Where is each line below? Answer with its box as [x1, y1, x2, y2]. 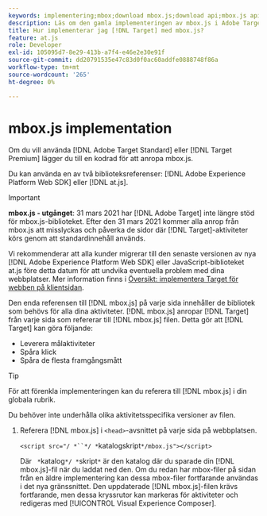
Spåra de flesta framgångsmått [19, 356, 122, 365]
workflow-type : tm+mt [8, 64, 80, 71]
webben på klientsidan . [8, 283, 85, 292]
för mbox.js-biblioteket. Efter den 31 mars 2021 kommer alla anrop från [8, 217, 239, 226]
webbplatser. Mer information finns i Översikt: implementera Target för [8, 275, 239, 284]
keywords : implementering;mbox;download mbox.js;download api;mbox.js [8, 11, 247, 20]
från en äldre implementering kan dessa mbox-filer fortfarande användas [19, 473, 258, 483]
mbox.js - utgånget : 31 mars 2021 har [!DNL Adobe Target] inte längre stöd [8, 208, 255, 218]
